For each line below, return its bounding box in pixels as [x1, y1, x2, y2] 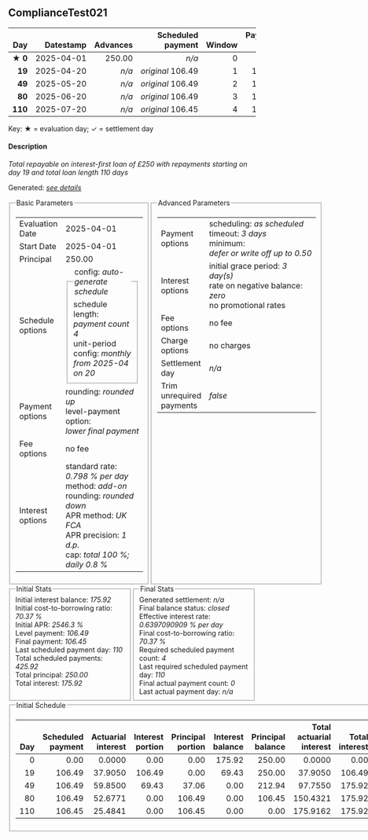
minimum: [208, 237, 245, 248]
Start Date [19, 240, 57, 251]
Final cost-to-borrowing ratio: [138, 629, 235, 638]
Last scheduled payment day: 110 [15, 645, 123, 655]
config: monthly [73, 347, 131, 358]
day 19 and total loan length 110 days [8, 168, 128, 178]
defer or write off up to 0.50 [208, 248, 312, 259]
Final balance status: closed [138, 603, 230, 613]
